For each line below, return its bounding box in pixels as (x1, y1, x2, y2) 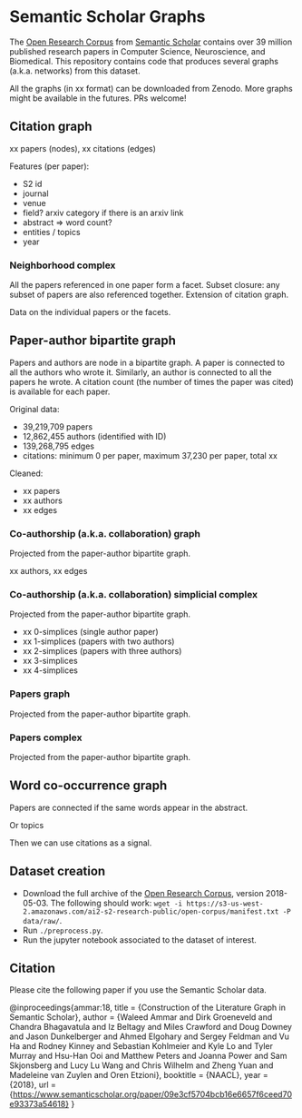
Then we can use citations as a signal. (9, 837, 152, 848)
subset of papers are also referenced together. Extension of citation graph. (9, 289, 289, 301)
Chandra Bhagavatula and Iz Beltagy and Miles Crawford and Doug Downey (9, 1022, 293, 1033)
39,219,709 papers (22, 420, 93, 432)
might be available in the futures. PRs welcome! (9, 93, 188, 104)
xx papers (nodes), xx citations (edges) (9, 143, 157, 153)
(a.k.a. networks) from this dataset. (9, 65, 141, 76)
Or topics (9, 819, 44, 830)
